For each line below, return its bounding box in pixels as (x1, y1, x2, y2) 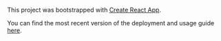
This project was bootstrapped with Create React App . (7, 6, 162, 14)
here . (7, 27, 22, 34)
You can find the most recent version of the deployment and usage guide (7, 19, 215, 27)
